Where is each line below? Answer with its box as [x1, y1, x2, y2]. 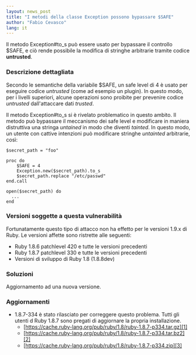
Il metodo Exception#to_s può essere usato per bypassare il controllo [6, 41, 173, 48]
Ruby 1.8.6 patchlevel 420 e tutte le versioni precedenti [14, 243, 147, 250]
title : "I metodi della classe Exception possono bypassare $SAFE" [6, 14, 174, 20]
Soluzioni [6, 270, 33, 278]
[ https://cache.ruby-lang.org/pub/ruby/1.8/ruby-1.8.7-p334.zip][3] [23, 342, 183, 349]
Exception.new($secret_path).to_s [16, 168, 101, 174]
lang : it [6, 25, 27, 31]
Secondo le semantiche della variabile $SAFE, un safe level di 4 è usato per [6, 81, 188, 88]
